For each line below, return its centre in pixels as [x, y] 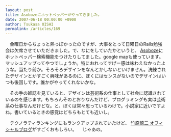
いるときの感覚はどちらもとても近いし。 [70, 112]
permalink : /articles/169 [33, 29]
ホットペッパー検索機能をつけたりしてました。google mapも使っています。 [84, 57]
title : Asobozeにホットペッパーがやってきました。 [54, 15]
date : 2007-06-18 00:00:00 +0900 [41, 19]
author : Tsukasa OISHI [29, 24]
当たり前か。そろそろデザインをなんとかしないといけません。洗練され [92, 70]
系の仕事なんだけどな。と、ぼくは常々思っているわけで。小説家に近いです [83, 106]
